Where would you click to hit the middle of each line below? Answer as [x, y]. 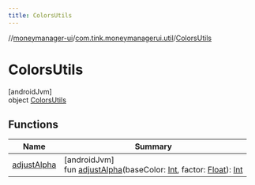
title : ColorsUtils [40, 15]
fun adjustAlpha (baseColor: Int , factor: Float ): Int [153, 170]
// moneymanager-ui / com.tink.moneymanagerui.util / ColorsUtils [110, 38]
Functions [34, 124]
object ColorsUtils [37, 100]
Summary [153, 146]
